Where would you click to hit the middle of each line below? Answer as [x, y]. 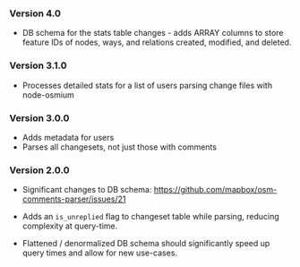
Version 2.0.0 [39, 170]
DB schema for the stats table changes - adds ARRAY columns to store [153, 33]
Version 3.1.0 [38, 65]
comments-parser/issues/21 [74, 199]
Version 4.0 [35, 13]
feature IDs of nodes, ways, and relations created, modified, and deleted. [157, 42]
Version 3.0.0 [39, 117]
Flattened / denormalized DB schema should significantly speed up [146, 244]
